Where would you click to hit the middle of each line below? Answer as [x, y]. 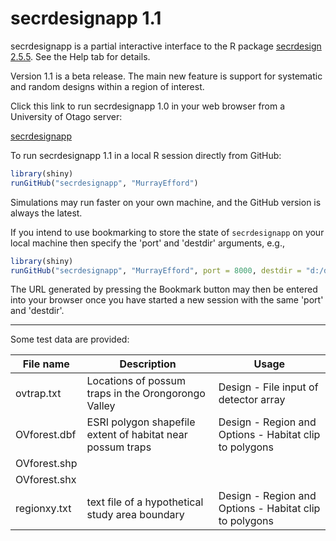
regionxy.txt [43, 509]
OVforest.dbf [46, 435]
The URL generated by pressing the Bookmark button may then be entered [164, 289]
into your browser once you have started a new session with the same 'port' [167, 300]
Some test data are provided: [70, 339]
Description [148, 364]
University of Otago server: [66, 116]
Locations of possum [136, 381]
